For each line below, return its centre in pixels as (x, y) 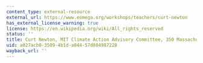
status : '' (20, 34)
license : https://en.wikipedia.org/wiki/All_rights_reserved (85, 28)
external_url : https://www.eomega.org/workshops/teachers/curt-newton (97, 17)
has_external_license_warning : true (52, 23)
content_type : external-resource (48, 12)
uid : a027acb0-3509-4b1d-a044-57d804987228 (62, 46)
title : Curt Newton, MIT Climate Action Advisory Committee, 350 (90, 40)
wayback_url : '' (27, 51)
